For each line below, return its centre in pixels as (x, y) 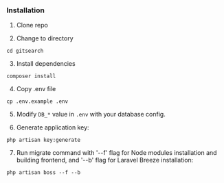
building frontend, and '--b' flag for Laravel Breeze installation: (105, 160)
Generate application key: (53, 127)
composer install (31, 76)
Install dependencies (46, 64)
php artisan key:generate (43, 140)
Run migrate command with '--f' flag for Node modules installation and (116, 153)
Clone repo (32, 25)
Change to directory (45, 38)
